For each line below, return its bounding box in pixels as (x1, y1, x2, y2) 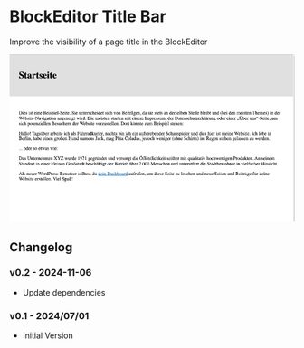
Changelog (9, 240, 73, 255)
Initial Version (22, 330, 74, 341)
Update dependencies (22, 287, 106, 297)
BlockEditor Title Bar (9, 6, 167, 27)
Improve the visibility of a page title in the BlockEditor (9, 36, 208, 47)
